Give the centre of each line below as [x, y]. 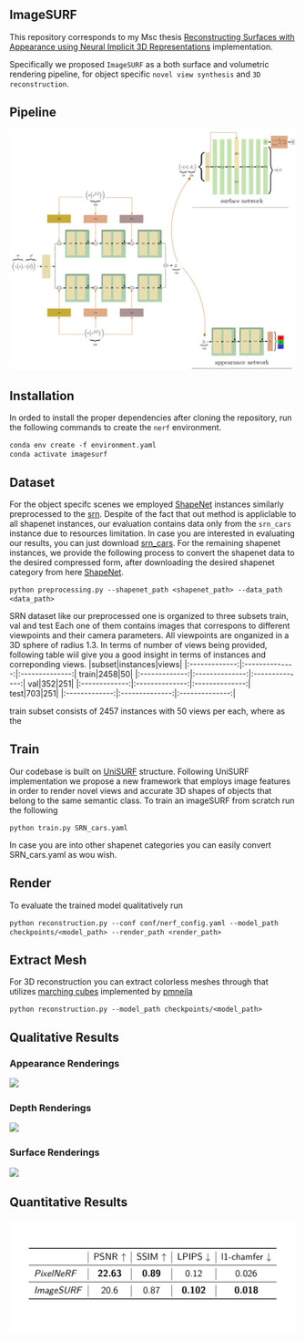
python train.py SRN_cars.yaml [69, 828]
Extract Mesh [48, 960]
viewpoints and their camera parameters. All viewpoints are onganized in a [149, 635]
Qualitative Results [65, 1037]
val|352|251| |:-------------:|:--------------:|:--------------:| [139, 684]
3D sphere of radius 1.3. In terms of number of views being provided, [138, 645]
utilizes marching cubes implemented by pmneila [101, 992]
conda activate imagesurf [58, 455]
